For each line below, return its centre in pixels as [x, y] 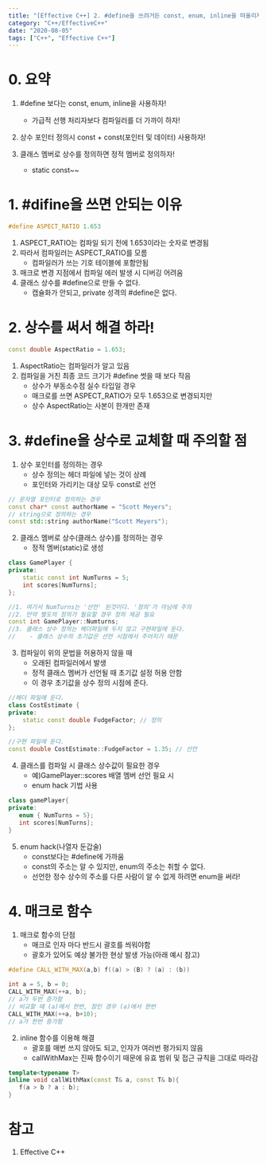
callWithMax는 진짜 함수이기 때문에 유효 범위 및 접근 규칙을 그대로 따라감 [145, 1058]
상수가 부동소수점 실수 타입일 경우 [84, 385]
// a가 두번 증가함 [35, 1000]
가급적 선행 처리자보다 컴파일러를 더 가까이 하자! [106, 120]
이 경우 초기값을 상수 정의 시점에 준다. [90, 683]
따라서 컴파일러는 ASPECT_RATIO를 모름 [83, 253]
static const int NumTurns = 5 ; [76, 578]
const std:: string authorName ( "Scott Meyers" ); [89, 522]
